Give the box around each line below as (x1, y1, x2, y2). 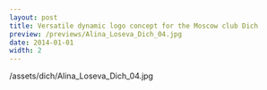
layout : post (9, 12, 58, 22)
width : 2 (9, 46, 42, 55)
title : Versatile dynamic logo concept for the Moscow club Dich (9, 21, 258, 30)
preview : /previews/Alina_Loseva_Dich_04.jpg (9, 29, 182, 38)
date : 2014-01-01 (9, 37, 74, 47)
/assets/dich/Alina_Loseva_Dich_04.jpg (9, 70, 154, 81)
